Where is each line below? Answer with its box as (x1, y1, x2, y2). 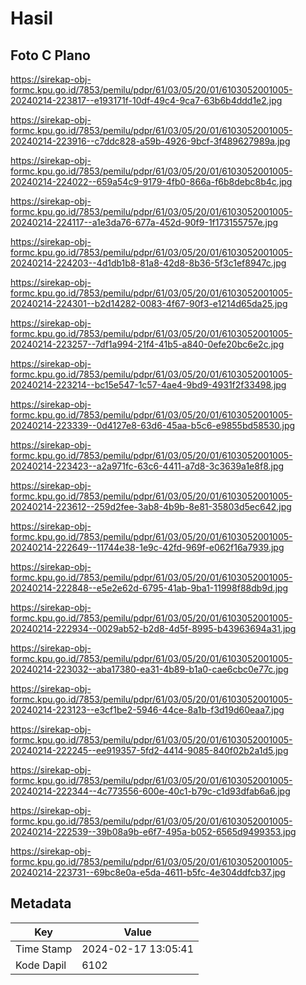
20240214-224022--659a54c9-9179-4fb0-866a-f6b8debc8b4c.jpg (10, 176, 293, 187)
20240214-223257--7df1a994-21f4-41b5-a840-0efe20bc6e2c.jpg (10, 338, 285, 350)
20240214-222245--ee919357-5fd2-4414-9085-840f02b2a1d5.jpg (10, 745, 289, 756)
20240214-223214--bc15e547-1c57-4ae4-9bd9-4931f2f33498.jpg (10, 379, 287, 391)
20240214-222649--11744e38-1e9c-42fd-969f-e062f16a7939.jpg (10, 542, 285, 553)
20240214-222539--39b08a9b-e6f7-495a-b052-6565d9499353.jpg (10, 826, 297, 837)
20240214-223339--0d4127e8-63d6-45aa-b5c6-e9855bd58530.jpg (10, 420, 296, 431)
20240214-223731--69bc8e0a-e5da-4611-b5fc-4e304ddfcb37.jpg (10, 867, 286, 878)
